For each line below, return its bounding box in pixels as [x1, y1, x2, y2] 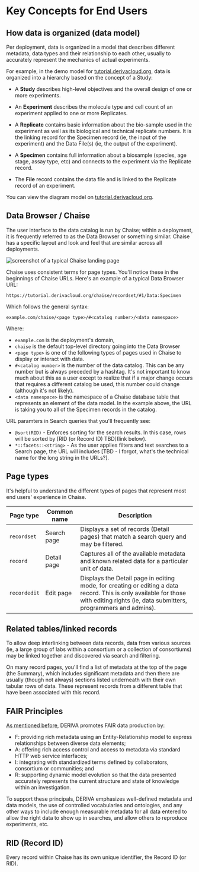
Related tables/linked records [6, 624, 117, 634]
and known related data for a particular [80, 557, 188, 565]
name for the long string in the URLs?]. [14, 454, 110, 461]
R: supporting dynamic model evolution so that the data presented [14, 771, 176, 779]
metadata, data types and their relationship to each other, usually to [6, 50, 171, 57]
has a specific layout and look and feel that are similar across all [6, 239, 162, 246]
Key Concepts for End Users [6, 4, 148, 18]
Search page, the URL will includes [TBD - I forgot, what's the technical [14, 447, 189, 455]
